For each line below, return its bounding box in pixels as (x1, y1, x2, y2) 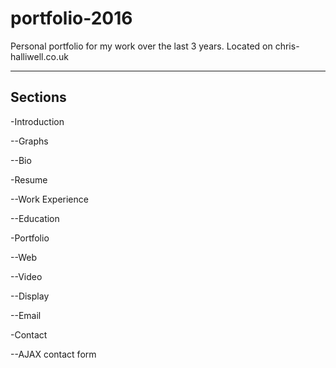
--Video (10, 270, 43, 282)
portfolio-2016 (10, 7, 133, 30)
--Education (10, 212, 60, 224)
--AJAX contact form (10, 348, 97, 360)
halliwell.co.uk (10, 50, 69, 62)
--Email (10, 309, 42, 321)
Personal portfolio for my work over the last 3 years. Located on (10, 40, 273, 52)
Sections (10, 89, 67, 106)
